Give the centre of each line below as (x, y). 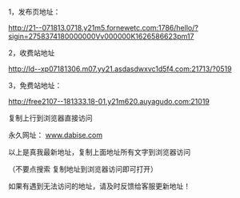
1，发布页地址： (34, 12)
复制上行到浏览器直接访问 (50, 118)
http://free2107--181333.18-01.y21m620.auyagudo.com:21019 (109, 101)
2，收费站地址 (32, 53)
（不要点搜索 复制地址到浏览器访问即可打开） (83, 169)
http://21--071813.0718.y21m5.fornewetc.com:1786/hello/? (103, 28)
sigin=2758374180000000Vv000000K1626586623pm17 (101, 36)
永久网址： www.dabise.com (55, 135)
